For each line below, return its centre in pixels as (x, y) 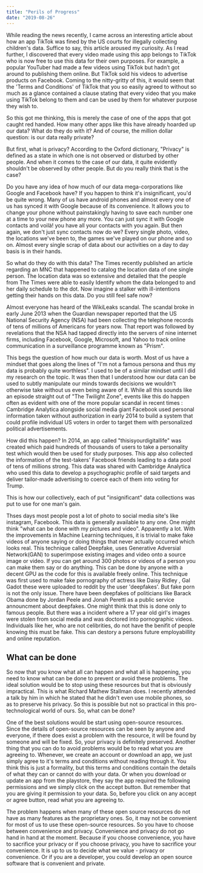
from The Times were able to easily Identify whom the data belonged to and (101, 282)
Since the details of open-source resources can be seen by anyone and (96, 729)
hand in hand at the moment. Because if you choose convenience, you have (101, 838)
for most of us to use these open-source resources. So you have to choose (100, 825)
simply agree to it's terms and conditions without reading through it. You (96, 761)
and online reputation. (34, 638)
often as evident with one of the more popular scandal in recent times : (95, 402)
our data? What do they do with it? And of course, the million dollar (90, 131)
